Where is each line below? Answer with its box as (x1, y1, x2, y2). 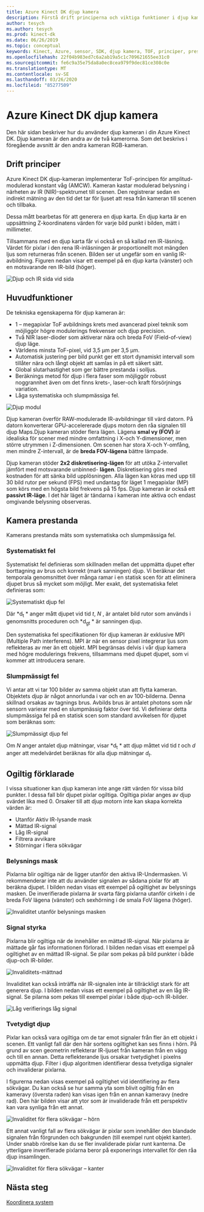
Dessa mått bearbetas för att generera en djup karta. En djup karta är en (6, 213, 187, 220)
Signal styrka (6, 923, 47, 932)
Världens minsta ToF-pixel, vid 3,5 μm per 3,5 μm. (15, 346, 140, 354)
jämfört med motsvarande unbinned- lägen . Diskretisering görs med (6, 465, 177, 473)
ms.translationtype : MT (6, 65, 67, 72)
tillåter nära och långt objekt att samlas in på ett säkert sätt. (15, 359, 164, 366)
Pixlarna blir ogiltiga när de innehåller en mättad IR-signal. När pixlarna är (6, 937, 189, 945)
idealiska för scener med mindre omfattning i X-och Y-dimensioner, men (6, 434, 187, 442)
